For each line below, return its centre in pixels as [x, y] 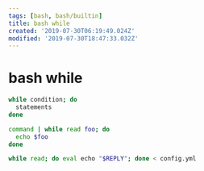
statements [34, 107]
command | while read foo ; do [59, 129]
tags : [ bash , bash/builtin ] [56, 16]
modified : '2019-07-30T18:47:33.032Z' [73, 38]
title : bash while [39, 23]
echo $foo [32, 137]
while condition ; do [43, 100]
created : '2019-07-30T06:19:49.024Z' [72, 31]
